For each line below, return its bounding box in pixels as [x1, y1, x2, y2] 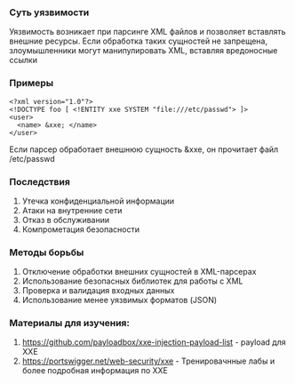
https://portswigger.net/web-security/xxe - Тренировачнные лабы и [21, 356, 275, 366]
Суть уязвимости [9, 6, 90, 19]
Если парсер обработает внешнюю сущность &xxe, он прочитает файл [9, 144, 279, 155]
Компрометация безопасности [21, 224, 140, 235]
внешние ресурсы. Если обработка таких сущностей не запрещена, [9, 36, 268, 46]
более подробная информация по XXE [21, 365, 169, 376]
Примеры [9, 77, 54, 90]
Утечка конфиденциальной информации [21, 196, 175, 206]
